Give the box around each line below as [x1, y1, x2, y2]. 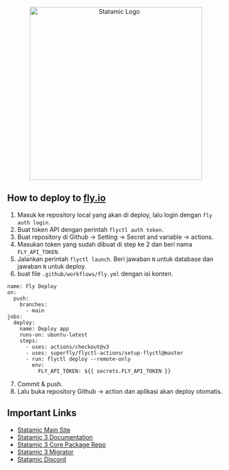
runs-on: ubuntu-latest [19, 331, 88, 338]
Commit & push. [17, 379, 63, 388]
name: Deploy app [19, 325, 70, 332]
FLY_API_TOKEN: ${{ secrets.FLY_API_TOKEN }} [37, 368, 171, 374]
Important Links [7, 407, 77, 419]
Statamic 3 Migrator [17, 447, 74, 456]
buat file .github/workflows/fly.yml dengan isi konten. [17, 269, 174, 278]
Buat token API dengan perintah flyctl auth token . [17, 225, 164, 233]
